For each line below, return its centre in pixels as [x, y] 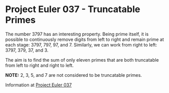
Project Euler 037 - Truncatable [73, 9]
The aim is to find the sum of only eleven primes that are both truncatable [82, 60]
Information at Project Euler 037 [39, 85]
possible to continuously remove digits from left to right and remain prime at [84, 39]
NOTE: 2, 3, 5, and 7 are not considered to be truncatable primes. [74, 75]
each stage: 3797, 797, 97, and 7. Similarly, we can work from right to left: [81, 44]
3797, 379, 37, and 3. [27, 50]
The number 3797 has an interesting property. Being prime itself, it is [77, 34]
